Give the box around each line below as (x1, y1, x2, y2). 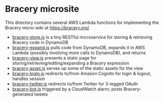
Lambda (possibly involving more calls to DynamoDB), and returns (12, 50, 146, 56)
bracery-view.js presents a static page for (12, 55, 96, 61)
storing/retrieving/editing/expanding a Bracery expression (12, 60, 130, 66)
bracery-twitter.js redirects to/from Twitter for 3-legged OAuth (12, 81, 138, 86)
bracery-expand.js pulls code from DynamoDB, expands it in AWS (12, 44, 145, 50)
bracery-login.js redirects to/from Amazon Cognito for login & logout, (12, 70, 152, 76)
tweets (34, 91, 48, 97)
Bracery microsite (5, 3, 79, 15)
